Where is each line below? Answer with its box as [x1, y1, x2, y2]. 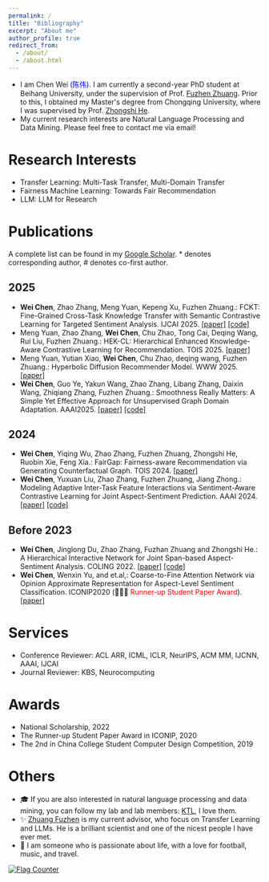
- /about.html [15, 57, 62, 65]
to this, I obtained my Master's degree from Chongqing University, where [19, 97, 261, 107]
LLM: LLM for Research [19, 194, 98, 204]
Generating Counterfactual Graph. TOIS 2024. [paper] [19, 466, 199, 476]
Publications [8, 222, 94, 241]
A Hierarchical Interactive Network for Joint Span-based [19, 553, 207, 563]
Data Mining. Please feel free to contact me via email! [19, 122, 196, 132]
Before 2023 [8, 523, 72, 537]
